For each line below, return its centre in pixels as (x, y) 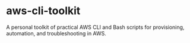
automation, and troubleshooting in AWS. (56, 33)
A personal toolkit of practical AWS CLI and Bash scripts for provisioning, (95, 27)
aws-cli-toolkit (43, 11)
